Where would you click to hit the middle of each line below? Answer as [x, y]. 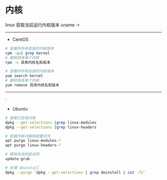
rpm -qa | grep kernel [28, 53]
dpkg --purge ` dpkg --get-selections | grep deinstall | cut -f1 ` [75, 172]
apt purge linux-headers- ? [33, 145]
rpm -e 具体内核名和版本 [28, 62]
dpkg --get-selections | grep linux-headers [51, 127]
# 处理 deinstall [22, 168]
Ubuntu [20, 109]
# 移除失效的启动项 [22, 154]
